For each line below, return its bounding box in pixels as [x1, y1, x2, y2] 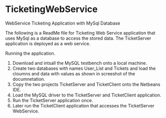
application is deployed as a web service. [5, 40, 91, 46]
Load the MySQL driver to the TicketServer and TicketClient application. [12, 92, 161, 98]
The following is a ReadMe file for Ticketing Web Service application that [5, 30, 155, 36]
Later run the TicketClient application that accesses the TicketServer [12, 102, 154, 108]
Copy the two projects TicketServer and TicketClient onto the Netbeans [12, 81, 160, 87]
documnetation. [12, 76, 45, 82]
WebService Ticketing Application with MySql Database [5, 20, 120, 26]
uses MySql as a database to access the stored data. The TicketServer [5, 35, 151, 41]
